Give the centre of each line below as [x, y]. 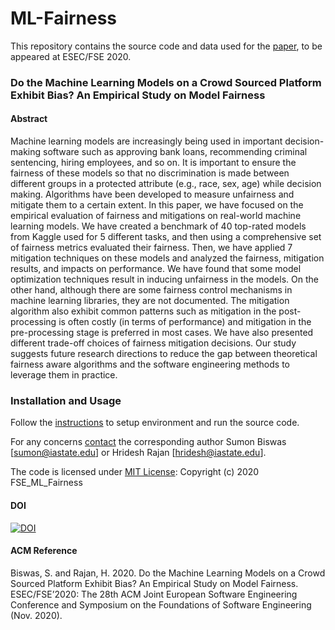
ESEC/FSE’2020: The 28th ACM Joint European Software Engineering [154, 594]
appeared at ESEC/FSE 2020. [71, 56]
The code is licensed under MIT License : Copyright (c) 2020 [135, 472]
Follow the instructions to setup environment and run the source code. [155, 423]
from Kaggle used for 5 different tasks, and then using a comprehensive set [166, 237]
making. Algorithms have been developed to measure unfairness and [152, 194]
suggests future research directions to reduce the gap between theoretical [164, 354]
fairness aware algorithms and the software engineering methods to [150, 364]
